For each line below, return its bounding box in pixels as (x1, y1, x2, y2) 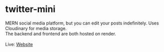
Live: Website (5, 41, 33, 47)
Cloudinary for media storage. (5, 25, 67, 31)
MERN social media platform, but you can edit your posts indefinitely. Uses (5, 20, 159, 26)
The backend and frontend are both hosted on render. (5, 30, 116, 36)
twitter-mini (5, 3, 56, 15)
